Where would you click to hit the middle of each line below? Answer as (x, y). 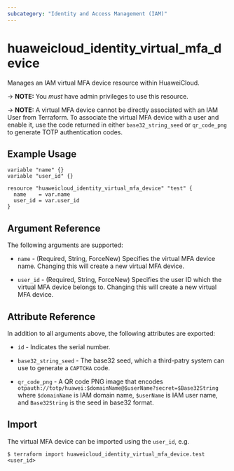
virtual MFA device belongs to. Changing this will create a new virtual (117, 287)
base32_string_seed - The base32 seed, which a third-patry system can (121, 360)
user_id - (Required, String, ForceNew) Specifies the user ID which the (119, 280)
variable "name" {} (36, 170)
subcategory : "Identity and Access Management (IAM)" (88, 14)
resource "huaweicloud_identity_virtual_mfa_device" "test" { (100, 189)
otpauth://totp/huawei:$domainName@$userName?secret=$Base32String (118, 388)
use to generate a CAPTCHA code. (64, 368)
